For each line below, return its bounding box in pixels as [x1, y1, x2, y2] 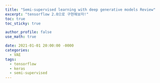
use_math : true [5, 34, 37, 39]
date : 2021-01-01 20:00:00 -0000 [5, 43, 74, 48]
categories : [5, 48, 30, 53]
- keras [9, 66, 26, 71]
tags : [5, 57, 16, 62]
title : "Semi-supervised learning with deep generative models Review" [5, 7, 156, 12]
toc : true [5, 16, 26, 21]
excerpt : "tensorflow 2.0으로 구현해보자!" [5, 12, 89, 17]
